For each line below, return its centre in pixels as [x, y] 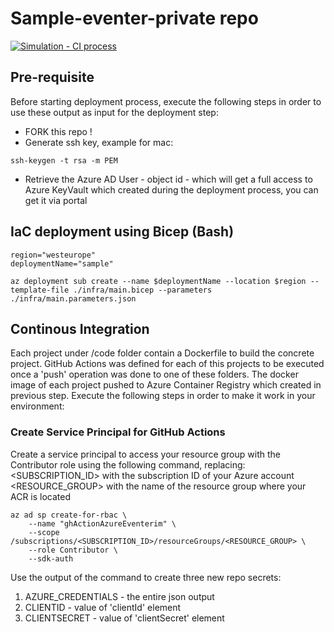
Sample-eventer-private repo [134, 18]
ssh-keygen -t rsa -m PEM [64, 160]
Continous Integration [80, 328]
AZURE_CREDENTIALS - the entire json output [119, 596]
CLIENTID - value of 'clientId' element [103, 607]
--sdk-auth [51, 558]
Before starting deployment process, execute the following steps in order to [166, 101]
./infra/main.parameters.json [73, 298]
